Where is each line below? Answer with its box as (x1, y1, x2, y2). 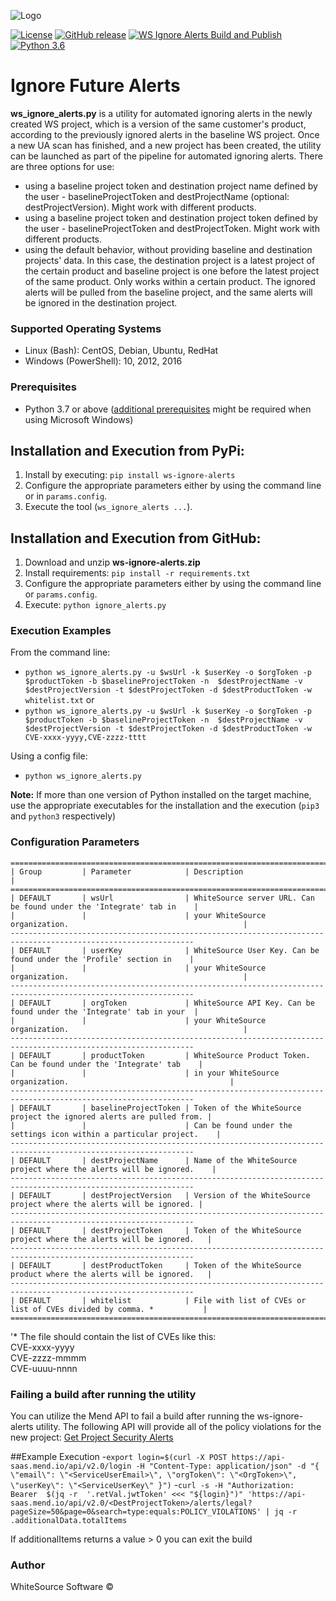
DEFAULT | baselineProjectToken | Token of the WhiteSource (19, 1103, 302, 1113)
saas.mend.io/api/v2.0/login (10, 1461, 132, 1472)
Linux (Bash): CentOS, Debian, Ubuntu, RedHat (24, 345, 219, 357)
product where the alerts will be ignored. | (10, 1269, 213, 1279)
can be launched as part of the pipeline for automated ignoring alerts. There (10, 150, 323, 162)
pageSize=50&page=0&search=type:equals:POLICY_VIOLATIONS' (10, 1507, 262, 1517)
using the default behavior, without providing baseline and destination (24, 243, 313, 255)
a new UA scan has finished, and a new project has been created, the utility (10, 139, 322, 151)
